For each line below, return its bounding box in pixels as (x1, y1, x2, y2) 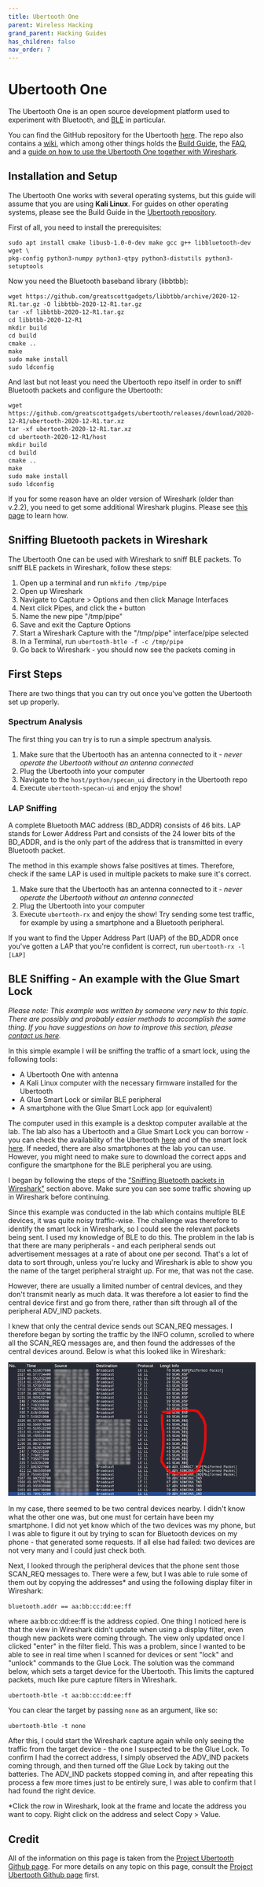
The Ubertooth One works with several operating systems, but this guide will (8, 190, 256, 200)
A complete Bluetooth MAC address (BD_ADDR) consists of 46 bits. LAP (8, 820, 241, 830)
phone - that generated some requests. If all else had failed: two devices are (8, 1538, 255, 1547)
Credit (8, 1833, 39, 1846)
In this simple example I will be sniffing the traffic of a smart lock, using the (8, 1046, 251, 1056)
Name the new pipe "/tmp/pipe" (19, 611, 123, 621)
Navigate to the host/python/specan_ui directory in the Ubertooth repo (19, 775, 247, 784)
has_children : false (8, 38, 76, 46)
